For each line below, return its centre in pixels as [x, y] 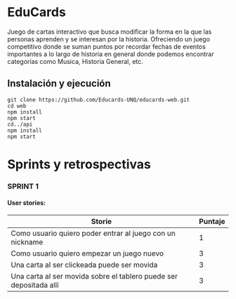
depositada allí [35, 285]
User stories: [27, 203]
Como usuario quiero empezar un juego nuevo [87, 253]
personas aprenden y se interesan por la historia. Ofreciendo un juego [109, 39]
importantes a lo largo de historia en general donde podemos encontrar [111, 54]
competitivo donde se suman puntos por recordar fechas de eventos [106, 46]
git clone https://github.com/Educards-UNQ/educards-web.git [99, 100]
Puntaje [212, 222]
